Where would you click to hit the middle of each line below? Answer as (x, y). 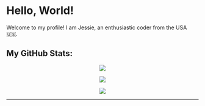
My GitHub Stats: (40, 53)
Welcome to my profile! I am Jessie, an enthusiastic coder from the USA (97, 27)
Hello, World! (40, 11)
